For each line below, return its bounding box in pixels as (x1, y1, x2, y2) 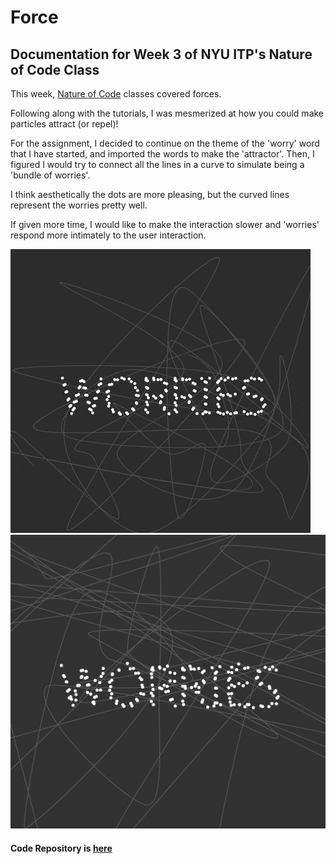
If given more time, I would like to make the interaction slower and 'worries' (10, 219, 320, 230)
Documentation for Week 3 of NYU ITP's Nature (10, 46, 313, 63)
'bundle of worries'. (10, 169, 91, 181)
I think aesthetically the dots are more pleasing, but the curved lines (10, 189, 290, 200)
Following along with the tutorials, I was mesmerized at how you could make (10, 107, 325, 119)
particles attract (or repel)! (10, 118, 119, 130)
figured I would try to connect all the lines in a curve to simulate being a (10, 159, 305, 170)
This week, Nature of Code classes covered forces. (10, 88, 222, 100)
